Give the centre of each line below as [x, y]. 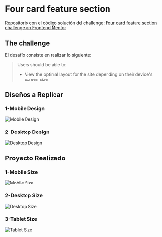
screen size [36, 79]
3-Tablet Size [21, 219]
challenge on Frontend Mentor [36, 27]
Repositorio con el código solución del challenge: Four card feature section [81, 23]
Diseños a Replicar [34, 95]
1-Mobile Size [22, 172]
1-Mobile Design [25, 109]
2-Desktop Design [27, 132]
